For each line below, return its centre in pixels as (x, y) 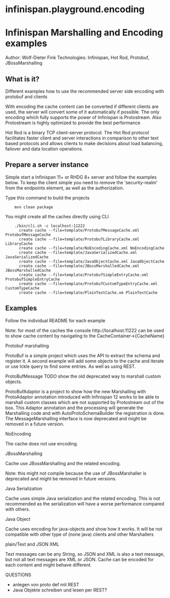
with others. (18, 509)
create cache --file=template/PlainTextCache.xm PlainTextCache (88, 293)
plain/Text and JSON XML (32, 544)
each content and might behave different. (49, 565)
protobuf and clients (26, 96)
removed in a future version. (35, 424)
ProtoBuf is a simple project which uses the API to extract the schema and (83, 355)
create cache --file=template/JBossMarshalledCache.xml (79, 266)
